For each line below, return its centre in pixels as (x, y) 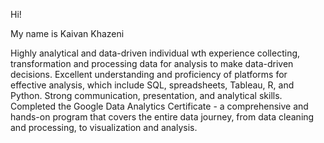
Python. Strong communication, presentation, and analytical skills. (146, 95)
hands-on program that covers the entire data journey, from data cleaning (162, 117)
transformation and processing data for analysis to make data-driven (152, 63)
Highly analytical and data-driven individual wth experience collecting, (155, 53)
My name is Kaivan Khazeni (67, 33)
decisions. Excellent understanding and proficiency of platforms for (149, 74)
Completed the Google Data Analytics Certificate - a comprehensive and (159, 106)
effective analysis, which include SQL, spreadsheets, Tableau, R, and (152, 85)
